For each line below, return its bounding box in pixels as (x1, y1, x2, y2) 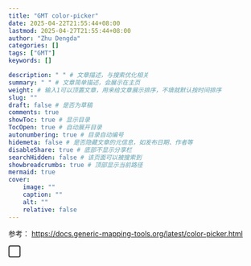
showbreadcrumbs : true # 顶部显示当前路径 (8, 161, 143, 169)
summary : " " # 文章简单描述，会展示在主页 (8, 78, 141, 87)
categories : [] (8, 42, 60, 50)
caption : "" (23, 190, 63, 198)
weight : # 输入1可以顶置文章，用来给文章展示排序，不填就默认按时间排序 (8, 86, 222, 94)
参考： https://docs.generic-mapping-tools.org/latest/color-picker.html (8, 228, 243, 238)
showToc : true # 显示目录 (8, 116, 91, 125)
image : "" (23, 183, 56, 191)
